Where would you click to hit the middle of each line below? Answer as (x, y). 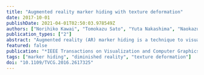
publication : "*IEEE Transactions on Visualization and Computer (90, 51)
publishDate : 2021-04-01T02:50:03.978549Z (61, 23)
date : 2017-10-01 (28, 18)
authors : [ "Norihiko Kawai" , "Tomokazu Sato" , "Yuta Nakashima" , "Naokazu (103, 29)
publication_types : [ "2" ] (39, 34)
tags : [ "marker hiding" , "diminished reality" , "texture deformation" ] (99, 57)
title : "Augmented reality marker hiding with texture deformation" (95, 12)
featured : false (27, 46)
